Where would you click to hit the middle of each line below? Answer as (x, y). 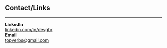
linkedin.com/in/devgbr (29, 29)
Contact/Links (28, 8)
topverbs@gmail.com (27, 40)
